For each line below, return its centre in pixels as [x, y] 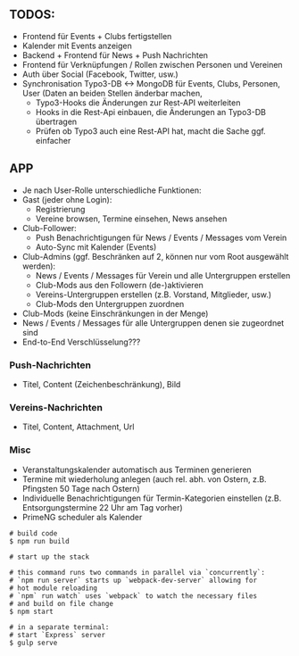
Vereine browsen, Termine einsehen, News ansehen [131, 219]
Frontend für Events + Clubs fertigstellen [97, 36]
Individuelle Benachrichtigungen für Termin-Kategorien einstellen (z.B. [152, 498]
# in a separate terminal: [59, 627]
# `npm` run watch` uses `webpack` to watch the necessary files [133, 596]
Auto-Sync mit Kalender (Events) [96, 247]
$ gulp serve [33, 643]
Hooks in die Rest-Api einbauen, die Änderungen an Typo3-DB [150, 112]
